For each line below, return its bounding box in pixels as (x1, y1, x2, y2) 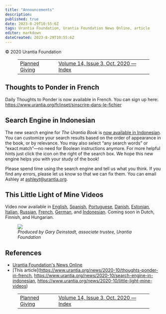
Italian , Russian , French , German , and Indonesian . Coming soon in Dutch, (5, 209, 155, 215)
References (5, 249, 42, 257)
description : (5, 12, 32, 17)
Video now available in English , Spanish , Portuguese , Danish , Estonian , (5, 204, 151, 210)
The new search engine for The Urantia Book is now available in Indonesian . (5, 129, 162, 135)
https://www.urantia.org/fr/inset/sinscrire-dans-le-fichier (5, 102, 122, 108)
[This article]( (12, 267, 40, 273)
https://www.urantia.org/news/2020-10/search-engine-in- (34, 273, 153, 279)
